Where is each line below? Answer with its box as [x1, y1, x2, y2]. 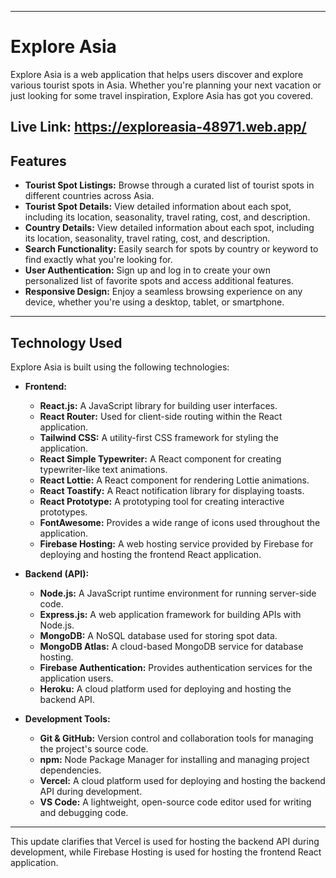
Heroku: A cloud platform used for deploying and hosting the [39, 682, 292, 695]
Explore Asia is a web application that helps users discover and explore [10, 68, 304, 80]
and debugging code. [39, 806, 129, 818]
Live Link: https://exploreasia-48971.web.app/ [10, 119, 307, 136]
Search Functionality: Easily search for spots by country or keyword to [24, 243, 319, 255]
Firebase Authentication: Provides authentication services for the [39, 661, 313, 673]
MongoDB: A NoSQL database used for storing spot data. [39, 629, 278, 641]
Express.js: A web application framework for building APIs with [39, 608, 302, 620]
